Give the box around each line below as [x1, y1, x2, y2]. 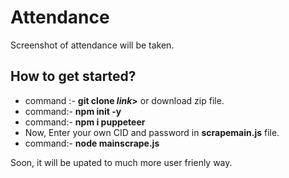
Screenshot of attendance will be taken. [10, 39, 175, 51]
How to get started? [10, 68, 137, 85]
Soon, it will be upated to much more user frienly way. [10, 156, 233, 168]
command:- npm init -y [24, 105, 122, 117]
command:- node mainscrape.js [24, 137, 160, 149]
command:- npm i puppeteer [24, 116, 146, 128]
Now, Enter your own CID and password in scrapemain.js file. [24, 126, 280, 138]
